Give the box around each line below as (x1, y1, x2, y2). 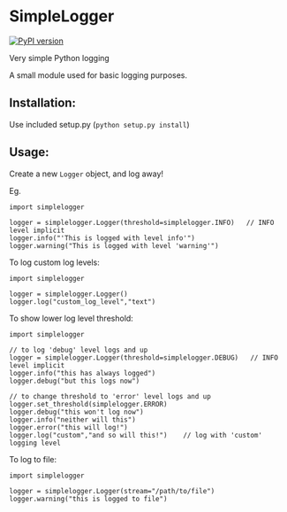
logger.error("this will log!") (9, 423, 128, 431)
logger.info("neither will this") (9, 415, 137, 424)
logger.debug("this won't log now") (9, 407, 144, 416)
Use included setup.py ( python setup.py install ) (9, 119, 190, 129)
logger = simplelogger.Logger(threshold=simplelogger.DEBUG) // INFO (9, 353, 278, 362)
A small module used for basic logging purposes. (9, 69, 188, 81)
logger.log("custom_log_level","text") (9, 297, 156, 306)
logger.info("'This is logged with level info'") (9, 233, 196, 243)
